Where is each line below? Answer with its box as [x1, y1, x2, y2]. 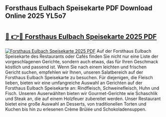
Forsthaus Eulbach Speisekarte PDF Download [5, 4, 153, 12]
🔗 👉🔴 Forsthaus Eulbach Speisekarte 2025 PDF [5, 32, 157, 41]
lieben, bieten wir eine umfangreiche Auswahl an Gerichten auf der [5, 80, 143, 86]
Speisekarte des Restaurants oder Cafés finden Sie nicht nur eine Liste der [5, 53, 159, 59]
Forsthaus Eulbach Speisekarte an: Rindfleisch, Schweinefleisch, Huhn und [5, 85, 160, 91]
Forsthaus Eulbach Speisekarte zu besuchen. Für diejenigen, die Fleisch [5, 75, 153, 80]
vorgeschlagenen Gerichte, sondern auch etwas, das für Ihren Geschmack [5, 59, 159, 64]
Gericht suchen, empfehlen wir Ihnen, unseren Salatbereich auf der [5, 69, 144, 75]
